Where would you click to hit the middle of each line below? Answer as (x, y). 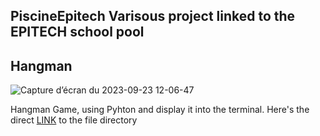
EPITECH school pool (77, 32)
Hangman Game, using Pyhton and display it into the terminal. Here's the (160, 110)
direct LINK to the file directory (74, 120)
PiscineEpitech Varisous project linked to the (153, 16)
